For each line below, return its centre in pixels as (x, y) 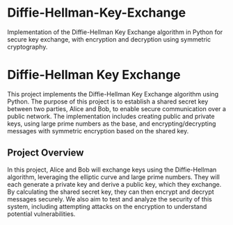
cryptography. (27, 47)
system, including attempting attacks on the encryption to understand (107, 206)
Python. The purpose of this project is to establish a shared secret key (108, 101)
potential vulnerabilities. (41, 214)
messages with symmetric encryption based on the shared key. (98, 131)
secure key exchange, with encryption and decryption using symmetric (109, 39)
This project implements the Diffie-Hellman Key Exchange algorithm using (113, 94)
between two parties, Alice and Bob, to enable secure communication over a (116, 108)
